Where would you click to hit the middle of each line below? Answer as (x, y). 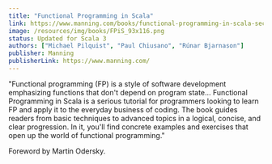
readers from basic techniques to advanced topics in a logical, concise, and (135, 118)
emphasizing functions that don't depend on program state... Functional (128, 92)
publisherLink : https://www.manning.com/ (79, 61)
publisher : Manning (41, 53)
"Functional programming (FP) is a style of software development (117, 84)
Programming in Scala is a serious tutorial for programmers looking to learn (134, 101)
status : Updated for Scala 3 (57, 38)
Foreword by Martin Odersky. (57, 151)
